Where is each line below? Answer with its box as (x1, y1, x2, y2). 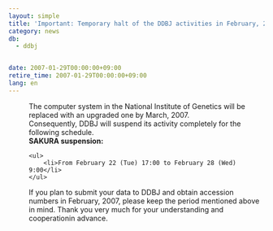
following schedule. (28, 127, 94, 137)
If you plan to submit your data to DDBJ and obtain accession (28, 187, 234, 197)
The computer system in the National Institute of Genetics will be (28, 101, 245, 111)
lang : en (8, 79, 38, 87)
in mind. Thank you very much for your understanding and (28, 204, 224, 214)
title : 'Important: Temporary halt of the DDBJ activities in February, (8, 20, 260, 28)
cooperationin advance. (28, 213, 108, 223)
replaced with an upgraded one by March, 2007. (28, 110, 190, 120)
